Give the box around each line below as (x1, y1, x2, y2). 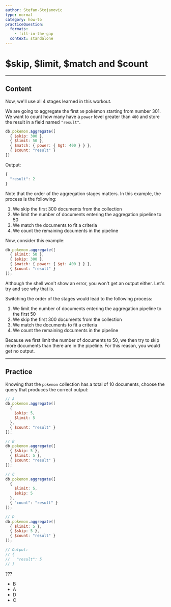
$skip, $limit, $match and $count (5, 58, 149, 69)
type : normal (5, 12, 33, 17)
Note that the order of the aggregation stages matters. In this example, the (5, 190, 161, 197)
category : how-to (5, 17, 42, 22)
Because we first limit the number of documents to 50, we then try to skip (5, 337, 159, 343)
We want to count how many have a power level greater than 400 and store (5, 113, 160, 120)
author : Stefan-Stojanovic (5, 7, 63, 13)
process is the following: (5, 196, 57, 202)
